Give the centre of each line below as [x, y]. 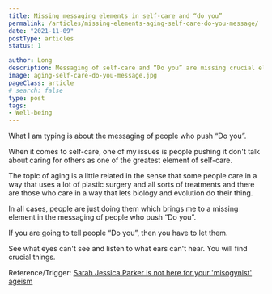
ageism [21, 281]
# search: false [36, 90]
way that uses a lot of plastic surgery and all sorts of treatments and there [132, 185]
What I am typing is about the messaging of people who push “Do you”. [127, 136]
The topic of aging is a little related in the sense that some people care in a [133, 176]
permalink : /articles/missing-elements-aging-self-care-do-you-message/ [134, 23]
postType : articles [41, 38]
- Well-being [30, 113]
